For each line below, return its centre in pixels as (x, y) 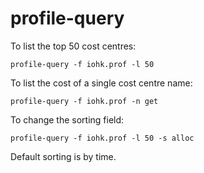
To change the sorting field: (67, 119)
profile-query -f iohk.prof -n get (84, 101)
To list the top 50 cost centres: (73, 46)
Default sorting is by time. (63, 156)
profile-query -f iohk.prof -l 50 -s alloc (102, 138)
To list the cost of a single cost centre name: (101, 83)
